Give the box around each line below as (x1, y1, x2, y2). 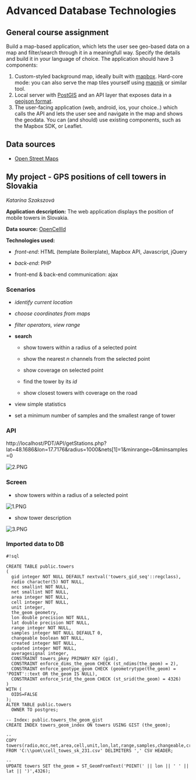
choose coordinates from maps (14, 310, 90, 317)
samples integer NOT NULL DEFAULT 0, (11, 630, 103, 636)
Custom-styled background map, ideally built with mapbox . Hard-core (14, 73, 183, 80)
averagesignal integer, (11, 650, 69, 656)
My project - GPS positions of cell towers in (6, 172, 166, 182)
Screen (6, 478, 27, 486)
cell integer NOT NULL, (11, 599, 69, 605)
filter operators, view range (14, 321, 80, 328)
